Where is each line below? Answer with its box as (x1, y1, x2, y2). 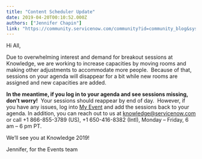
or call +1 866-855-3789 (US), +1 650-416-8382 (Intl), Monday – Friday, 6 (6, 116, 189, 124)
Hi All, (6, 42, 21, 49)
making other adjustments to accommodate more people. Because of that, (6, 67, 192, 74)
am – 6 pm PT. (6, 122, 42, 130)
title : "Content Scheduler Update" (6, 8, 96, 15)
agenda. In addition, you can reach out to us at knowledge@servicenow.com (6, 110, 196, 117)
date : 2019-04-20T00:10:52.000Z (6, 14, 87, 20)
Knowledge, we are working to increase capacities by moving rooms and (6, 60, 186, 67)
